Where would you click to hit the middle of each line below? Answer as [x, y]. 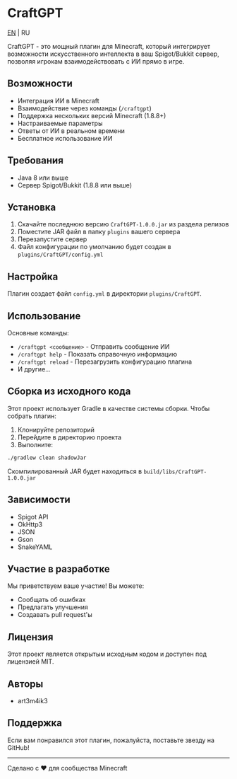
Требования [35, 161]
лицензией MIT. [31, 662]
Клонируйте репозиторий [56, 429]
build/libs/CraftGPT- [175, 472]
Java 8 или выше [43, 178]
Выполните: [35, 444]
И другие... [34, 369]
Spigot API [33, 517]
